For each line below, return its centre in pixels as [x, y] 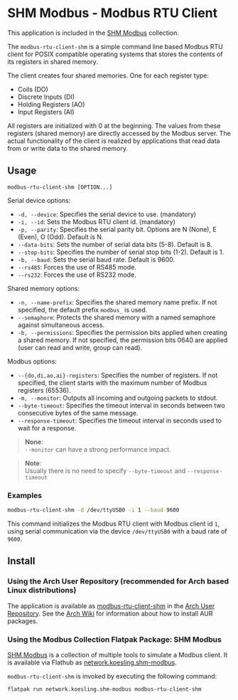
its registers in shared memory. [53, 61]
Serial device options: [39, 200]
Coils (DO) [33, 89]
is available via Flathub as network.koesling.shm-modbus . [92, 662]
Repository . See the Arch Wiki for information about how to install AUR [110, 613]
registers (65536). [44, 390]
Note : [33, 463]
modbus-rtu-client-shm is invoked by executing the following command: [112, 676]
